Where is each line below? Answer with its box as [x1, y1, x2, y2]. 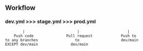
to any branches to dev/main [5, 38, 139, 42]
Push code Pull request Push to [14, 33, 137, 38]
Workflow [5, 4, 36, 12]
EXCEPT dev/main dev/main [5, 42, 89, 47]
